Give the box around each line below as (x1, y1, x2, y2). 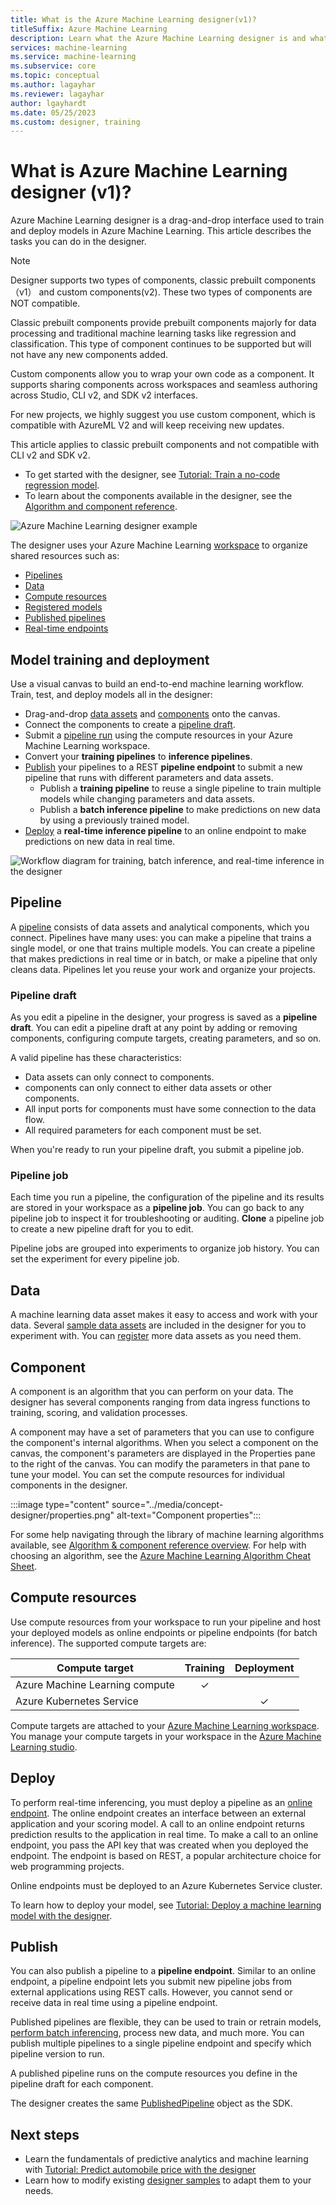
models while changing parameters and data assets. (39, 793, 256, 805)
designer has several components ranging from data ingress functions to (10, 1396, 311, 1408)
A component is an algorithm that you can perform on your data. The (10, 1386, 294, 1398)
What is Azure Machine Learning (10, 160, 288, 183)
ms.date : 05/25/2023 (10, 107, 97, 118)
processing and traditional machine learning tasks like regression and (10, 327, 297, 340)
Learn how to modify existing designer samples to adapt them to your (24, 2174, 312, 2186)
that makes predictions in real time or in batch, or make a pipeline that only (10, 952, 318, 965)
